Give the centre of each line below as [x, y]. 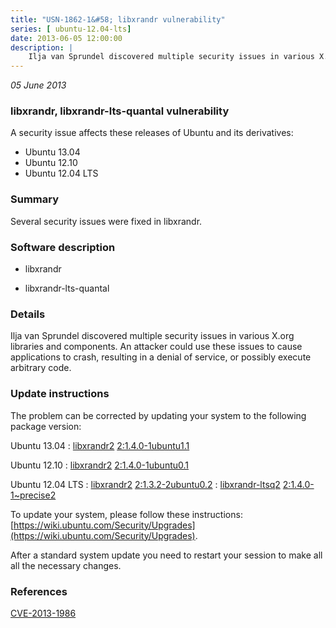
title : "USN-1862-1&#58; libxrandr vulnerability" [118, 19]
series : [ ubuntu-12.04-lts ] [71, 29]
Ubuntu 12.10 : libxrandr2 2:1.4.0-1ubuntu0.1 [100, 465]
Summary [35, 199]
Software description [63, 247]
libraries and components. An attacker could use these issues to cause [156, 347]
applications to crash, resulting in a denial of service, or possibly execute [161, 357]
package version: [46, 426]
